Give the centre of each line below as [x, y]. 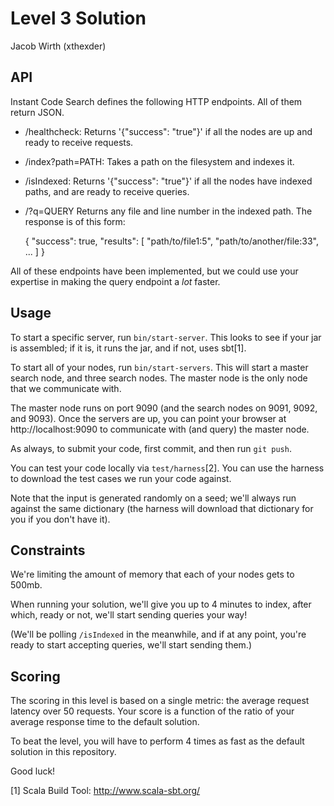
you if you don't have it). [60, 519]
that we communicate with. [66, 388]
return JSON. [37, 112]
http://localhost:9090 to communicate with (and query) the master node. [160, 429]
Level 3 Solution [78, 18]
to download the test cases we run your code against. [121, 478]
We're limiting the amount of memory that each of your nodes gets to [152, 574]
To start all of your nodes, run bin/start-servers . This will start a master [159, 367]
